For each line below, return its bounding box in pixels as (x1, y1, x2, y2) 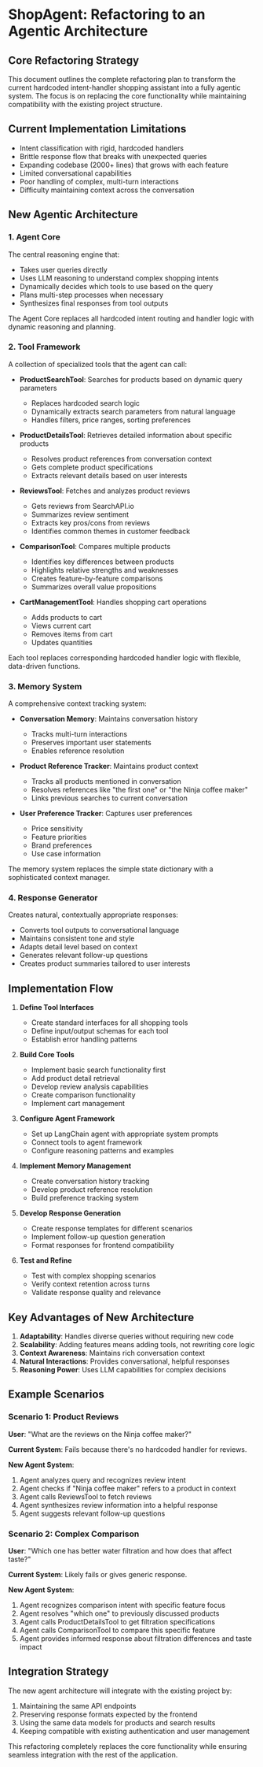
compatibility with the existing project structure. (8, 100, 163, 109)
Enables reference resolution (31, 746, 125, 755)
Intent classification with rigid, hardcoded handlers (19, 143, 184, 153)
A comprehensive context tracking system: (8, 699, 147, 708)
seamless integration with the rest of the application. (8, 1750, 178, 1759)
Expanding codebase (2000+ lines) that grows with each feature (19, 160, 229, 169)
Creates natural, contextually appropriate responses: (8, 910, 179, 919)
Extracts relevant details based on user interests (31, 470, 188, 480)
